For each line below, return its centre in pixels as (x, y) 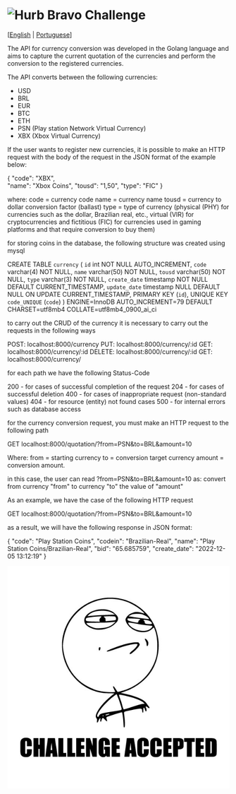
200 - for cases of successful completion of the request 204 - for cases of (116, 386)
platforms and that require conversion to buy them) (81, 229)
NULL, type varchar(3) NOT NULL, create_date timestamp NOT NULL (108, 279)
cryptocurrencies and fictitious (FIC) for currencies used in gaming (104, 222)
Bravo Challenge (96, 15)
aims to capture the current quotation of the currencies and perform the (112, 56)
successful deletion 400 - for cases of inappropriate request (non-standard (117, 394)
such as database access (44, 409)
